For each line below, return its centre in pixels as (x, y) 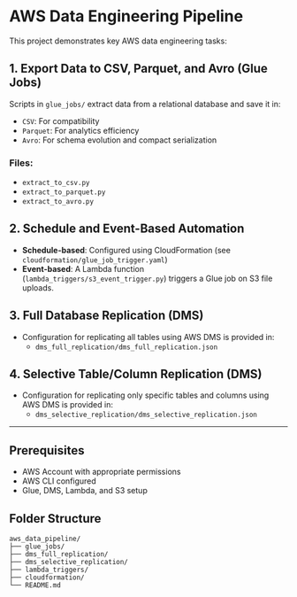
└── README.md (35, 585)
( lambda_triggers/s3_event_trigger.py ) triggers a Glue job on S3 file (147, 278)
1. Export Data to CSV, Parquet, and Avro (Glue (138, 69)
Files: (21, 163)
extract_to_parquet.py (64, 192)
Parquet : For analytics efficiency (80, 130)
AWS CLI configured (59, 481)
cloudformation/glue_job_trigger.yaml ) (95, 260)
